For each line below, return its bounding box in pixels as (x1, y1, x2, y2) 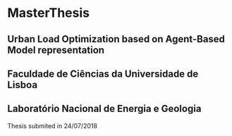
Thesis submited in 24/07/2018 (7, 121, 97, 130)
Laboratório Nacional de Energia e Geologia (7, 103, 202, 115)
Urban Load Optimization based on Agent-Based (7, 33, 226, 45)
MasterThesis (7, 5, 90, 21)
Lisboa (7, 79, 37, 91)
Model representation (7, 44, 104, 56)
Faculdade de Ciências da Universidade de (7, 68, 199, 80)
